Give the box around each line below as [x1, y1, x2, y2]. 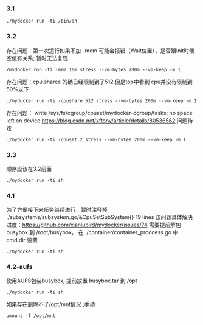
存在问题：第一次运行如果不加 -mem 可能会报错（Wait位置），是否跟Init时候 [6, 47, 194, 54]
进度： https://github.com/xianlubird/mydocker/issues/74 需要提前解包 [6, 221, 181, 229]
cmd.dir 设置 [6, 236, 38, 244]
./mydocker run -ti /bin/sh [6, 18, 78, 24]
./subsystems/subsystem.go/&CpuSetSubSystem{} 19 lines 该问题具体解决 [6, 214, 193, 221]
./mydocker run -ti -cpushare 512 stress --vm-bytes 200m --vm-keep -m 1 [6, 97, 198, 104]
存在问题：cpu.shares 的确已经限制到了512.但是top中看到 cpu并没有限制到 [6, 78, 193, 85]
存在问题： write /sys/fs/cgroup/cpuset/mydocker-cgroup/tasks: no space [6, 109, 193, 116]
